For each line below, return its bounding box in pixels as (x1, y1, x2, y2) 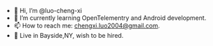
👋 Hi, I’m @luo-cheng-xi (13, 7, 82, 14)
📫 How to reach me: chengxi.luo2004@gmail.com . (13, 21, 160, 30)
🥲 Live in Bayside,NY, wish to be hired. (13, 32, 124, 39)
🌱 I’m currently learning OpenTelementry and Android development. (13, 14, 207, 22)
